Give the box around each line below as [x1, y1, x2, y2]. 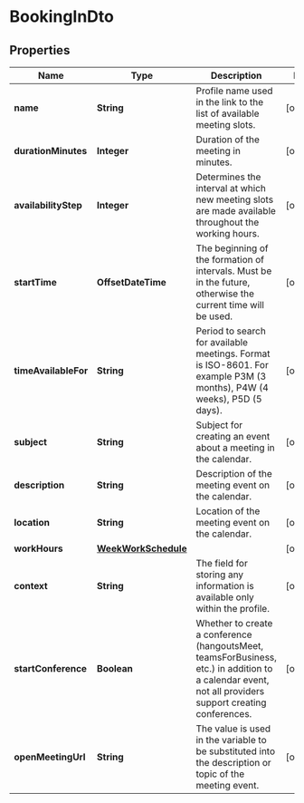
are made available [195, 205, 276, 217]
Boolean [96, 663, 134, 674]
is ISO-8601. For [195, 359, 269, 371]
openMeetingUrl [14, 750, 86, 763]
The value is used [195, 722, 271, 735]
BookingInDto [9, 6, 115, 27]
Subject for [195, 419, 243, 431]
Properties [9, 43, 71, 58]
